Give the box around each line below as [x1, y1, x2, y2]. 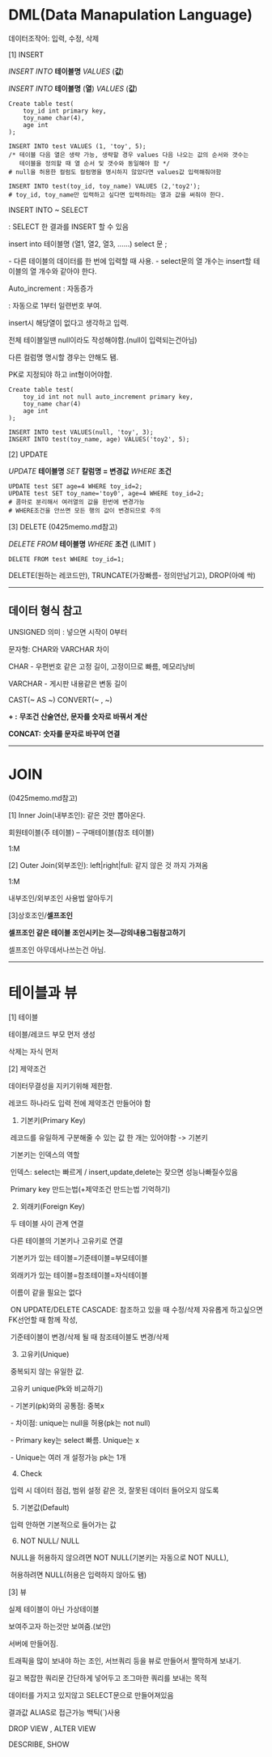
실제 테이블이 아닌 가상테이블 [8, 1604, 100, 1614]
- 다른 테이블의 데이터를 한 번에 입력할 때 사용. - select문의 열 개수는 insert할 [8, 256, 252, 266]
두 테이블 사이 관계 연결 [10, 1219, 84, 1228]
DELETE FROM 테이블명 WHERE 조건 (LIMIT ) [8, 538, 156, 548]
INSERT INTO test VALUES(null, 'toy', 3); [8, 428, 154, 436]
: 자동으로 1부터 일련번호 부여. [8, 300, 103, 310]
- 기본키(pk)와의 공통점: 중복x [10, 1401, 105, 1410]
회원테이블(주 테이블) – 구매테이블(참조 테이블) [8, 827, 155, 837]
